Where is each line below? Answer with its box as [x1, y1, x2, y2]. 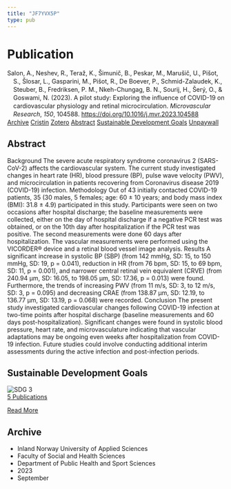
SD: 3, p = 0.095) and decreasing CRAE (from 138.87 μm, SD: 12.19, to [7, 288, 205, 297]
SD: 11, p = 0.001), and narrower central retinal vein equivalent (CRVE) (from [7, 267, 222, 275]
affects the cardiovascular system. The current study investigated [28, 164, 216, 172]
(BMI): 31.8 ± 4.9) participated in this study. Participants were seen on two [7, 200, 218, 209]
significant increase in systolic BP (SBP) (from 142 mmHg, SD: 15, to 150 [7, 251, 212, 260]
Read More [7, 406, 39, 414]
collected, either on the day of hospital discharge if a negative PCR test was [7, 215, 223, 223]
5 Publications [7, 393, 48, 401]
